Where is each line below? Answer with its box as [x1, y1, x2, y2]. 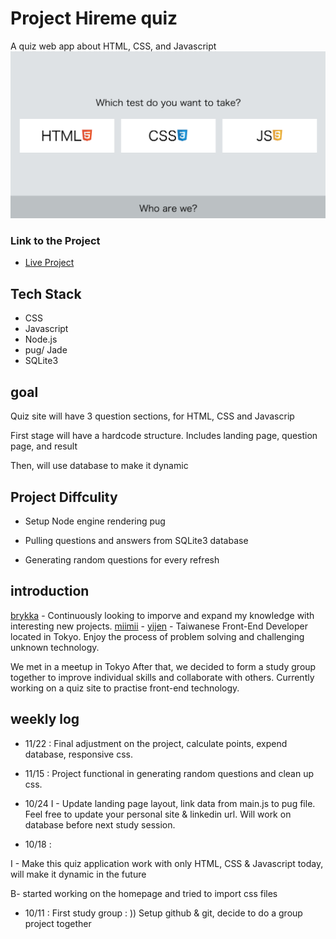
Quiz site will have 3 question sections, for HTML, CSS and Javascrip [10, 410, 295, 422]
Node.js [24, 333, 58, 346]
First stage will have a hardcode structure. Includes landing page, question [10, 430, 318, 442]
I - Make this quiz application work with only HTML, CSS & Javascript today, [10, 857, 324, 869]
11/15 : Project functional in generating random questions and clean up [24, 767, 315, 779]
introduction [10, 583, 90, 600]
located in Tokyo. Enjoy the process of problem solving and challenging [10, 630, 305, 642]
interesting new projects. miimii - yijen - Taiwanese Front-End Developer [10, 620, 308, 632]
